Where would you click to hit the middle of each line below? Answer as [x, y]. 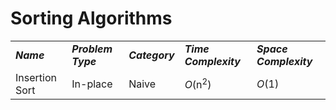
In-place [92, 84]
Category [151, 55]
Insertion [36, 77]
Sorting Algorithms [91, 18]
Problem [92, 49]
